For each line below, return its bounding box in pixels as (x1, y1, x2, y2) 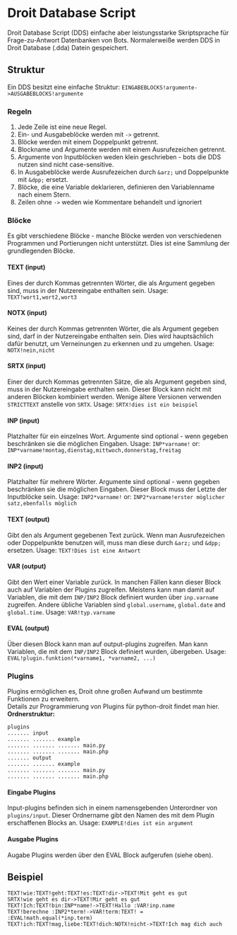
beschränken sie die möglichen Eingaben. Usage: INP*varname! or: (7, 440, 200, 448)
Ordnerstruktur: (7, 710, 55, 718)
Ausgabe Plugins (7, 835, 59, 844)
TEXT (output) (7, 515, 50, 523)
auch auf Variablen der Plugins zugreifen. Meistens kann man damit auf (7, 585, 215, 594)
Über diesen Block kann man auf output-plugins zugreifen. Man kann (7, 639, 208, 648)
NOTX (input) (7, 309, 47, 317)
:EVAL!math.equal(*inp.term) (7, 914, 93, 922)
